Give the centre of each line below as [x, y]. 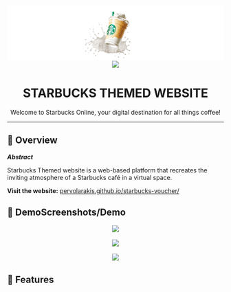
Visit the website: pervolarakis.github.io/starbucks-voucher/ [93, 190]
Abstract [20, 157]
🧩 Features [31, 279]
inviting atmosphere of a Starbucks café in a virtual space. [90, 177]
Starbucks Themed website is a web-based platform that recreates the [107, 170]
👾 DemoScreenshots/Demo [66, 213]
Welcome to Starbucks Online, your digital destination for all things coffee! [115, 112]
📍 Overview [32, 141]
